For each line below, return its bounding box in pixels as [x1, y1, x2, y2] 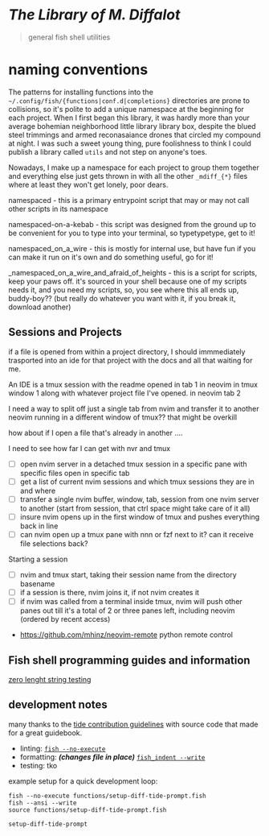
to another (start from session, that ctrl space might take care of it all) [19, 503, 251, 513]
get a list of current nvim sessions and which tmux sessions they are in [19, 477, 255, 486]
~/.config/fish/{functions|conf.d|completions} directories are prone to [8, 95, 251, 106]
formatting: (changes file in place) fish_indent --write [19, 751, 206, 762]
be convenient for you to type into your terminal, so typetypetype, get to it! [8, 228, 255, 238]
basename [19, 579, 55, 589]
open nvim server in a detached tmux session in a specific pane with [19, 459, 247, 469]
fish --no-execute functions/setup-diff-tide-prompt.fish [8, 792, 206, 800]
